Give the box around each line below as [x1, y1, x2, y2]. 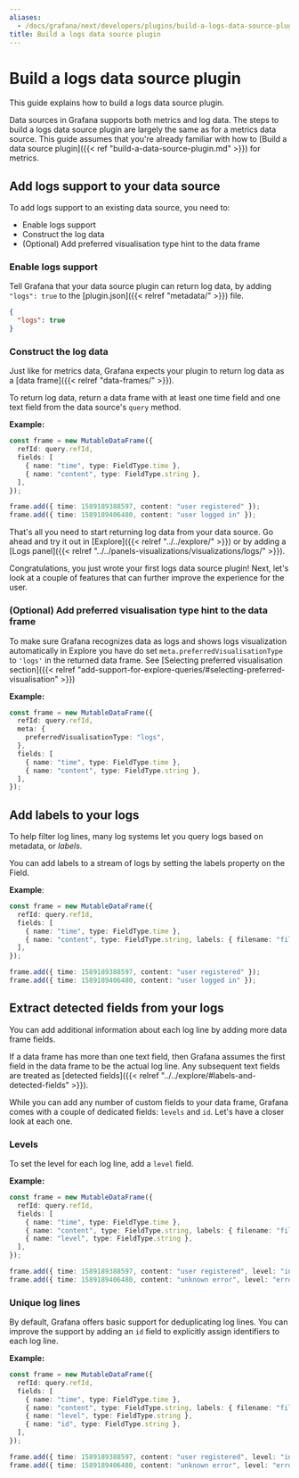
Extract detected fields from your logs [9, 1001, 224, 1016]
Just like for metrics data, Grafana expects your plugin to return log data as [9, 366, 285, 376]
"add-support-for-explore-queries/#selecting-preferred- [77, 664, 286, 674]
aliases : [9, 12, 42, 22]
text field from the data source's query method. [9, 402, 182, 413]
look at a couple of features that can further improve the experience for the [9, 573, 285, 583]
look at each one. [9, 1116, 73, 1127]
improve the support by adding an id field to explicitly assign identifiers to [9, 1326, 280, 1337]
